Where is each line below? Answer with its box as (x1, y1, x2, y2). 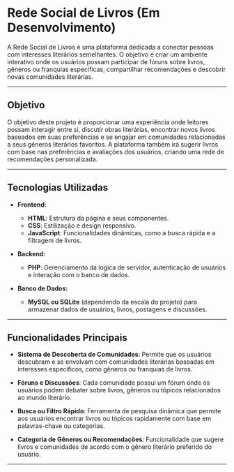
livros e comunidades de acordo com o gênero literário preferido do (17, 443, 212, 451)
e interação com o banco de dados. (27, 270, 130, 279)
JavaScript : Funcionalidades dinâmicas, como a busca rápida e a (27, 228, 216, 237)
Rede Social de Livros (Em (7, 5, 160, 21)
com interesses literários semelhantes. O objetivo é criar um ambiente (7, 50, 208, 59)
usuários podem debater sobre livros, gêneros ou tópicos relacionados (17, 386, 221, 394)
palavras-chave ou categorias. (17, 422, 106, 430)
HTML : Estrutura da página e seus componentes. (27, 214, 169, 222)
